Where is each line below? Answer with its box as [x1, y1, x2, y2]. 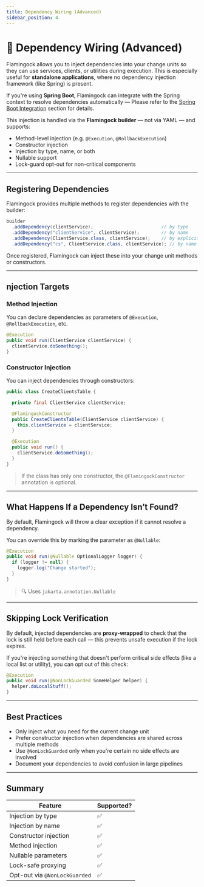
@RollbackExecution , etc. [6, 320, 68, 327]
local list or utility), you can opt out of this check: [6, 660, 129, 668]
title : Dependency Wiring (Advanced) [6, 9, 102, 15]
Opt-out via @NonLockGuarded [9, 871, 92, 879]
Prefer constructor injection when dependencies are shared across [15, 734, 183, 741]
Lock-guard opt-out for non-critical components [15, 160, 136, 168]
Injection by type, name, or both [15, 148, 95, 155]
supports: [6, 123, 30, 131]
